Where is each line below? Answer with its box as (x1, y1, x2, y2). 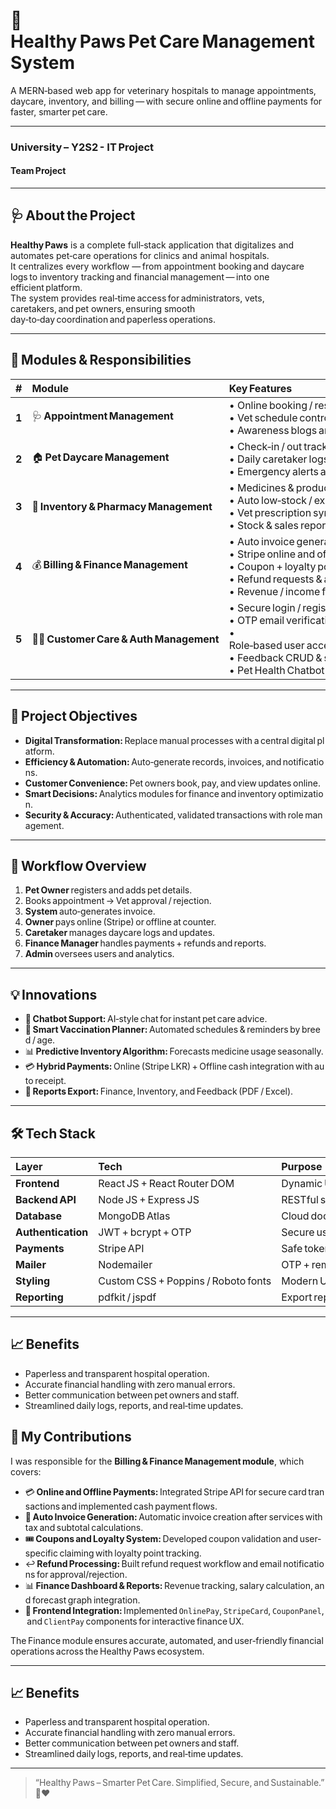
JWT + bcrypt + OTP (98, 1225, 192, 1239)
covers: (10, 1465, 42, 1478)
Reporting (15, 1290, 64, 1304)
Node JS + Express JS (98, 1192, 200, 1206)
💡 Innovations (10, 986, 98, 1003)
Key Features (228, 381, 293, 395)
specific (24, 1547, 58, 1559)
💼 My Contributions (10, 1429, 132, 1446)
